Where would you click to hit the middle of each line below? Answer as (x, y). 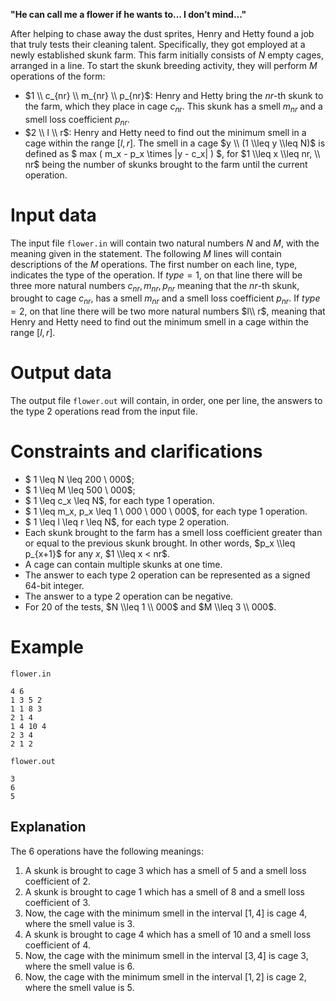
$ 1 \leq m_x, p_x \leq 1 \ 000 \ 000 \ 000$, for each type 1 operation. (166, 511)
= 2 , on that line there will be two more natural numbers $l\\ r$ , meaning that (168, 311)
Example (47, 647)
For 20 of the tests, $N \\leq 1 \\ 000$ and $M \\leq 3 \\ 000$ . (150, 607)
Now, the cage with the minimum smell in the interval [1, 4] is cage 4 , (166, 913)
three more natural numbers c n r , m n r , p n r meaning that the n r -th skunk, (155, 286)
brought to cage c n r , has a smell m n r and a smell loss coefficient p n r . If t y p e (165, 299)
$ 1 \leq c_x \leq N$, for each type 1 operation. (119, 500)
